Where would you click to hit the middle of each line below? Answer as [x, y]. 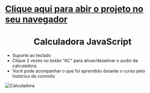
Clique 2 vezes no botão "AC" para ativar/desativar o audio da [75, 61]
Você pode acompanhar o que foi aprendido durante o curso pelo [79, 71]
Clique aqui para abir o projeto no [74, 9]
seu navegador [36, 19]
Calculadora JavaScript [83, 42]
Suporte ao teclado [32, 55]
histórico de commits [33, 76]
